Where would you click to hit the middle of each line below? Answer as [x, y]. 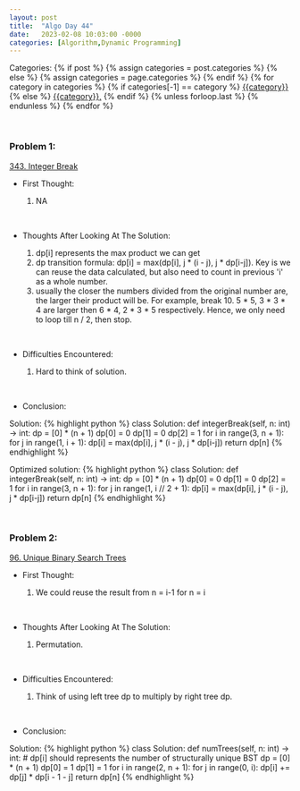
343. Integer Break [44, 166]
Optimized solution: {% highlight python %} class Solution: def [124, 469]
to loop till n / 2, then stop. [83, 319]
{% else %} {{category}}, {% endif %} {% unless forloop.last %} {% [134, 97]
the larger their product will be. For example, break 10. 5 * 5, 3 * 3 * [160, 300]
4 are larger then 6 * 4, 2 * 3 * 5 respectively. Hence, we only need [160, 310]
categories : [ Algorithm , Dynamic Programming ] [95, 43]
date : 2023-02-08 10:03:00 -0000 [75, 34]
